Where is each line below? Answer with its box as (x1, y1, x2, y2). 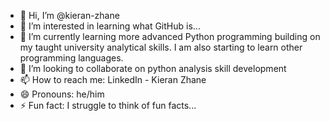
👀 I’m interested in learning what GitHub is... (19, 20, 201, 32)
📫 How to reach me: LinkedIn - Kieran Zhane (19, 74, 207, 85)
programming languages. (19, 52, 124, 64)
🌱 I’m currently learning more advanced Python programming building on (19, 31, 321, 42)
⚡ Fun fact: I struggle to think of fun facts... (19, 100, 197, 111)
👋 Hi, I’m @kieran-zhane (19, 10, 120, 21)
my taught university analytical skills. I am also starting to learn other (19, 41, 303, 53)
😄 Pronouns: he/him (19, 88, 105, 100)
